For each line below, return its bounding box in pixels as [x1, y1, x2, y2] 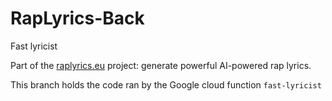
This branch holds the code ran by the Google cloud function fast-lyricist [10, 78, 322, 91]
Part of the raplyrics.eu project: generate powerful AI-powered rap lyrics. [10, 59, 312, 71]
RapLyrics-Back [10, 7, 145, 30]
